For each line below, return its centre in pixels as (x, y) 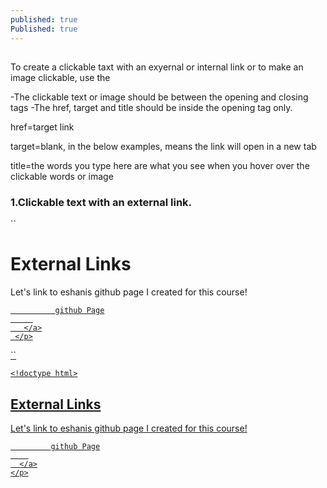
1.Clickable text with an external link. (101, 202)
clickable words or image (62, 176)
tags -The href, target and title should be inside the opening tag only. (151, 107)
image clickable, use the (60, 77)
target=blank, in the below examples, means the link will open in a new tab (163, 146)
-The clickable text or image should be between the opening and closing (159, 97)
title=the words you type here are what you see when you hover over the (160, 165)
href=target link (42, 127)
